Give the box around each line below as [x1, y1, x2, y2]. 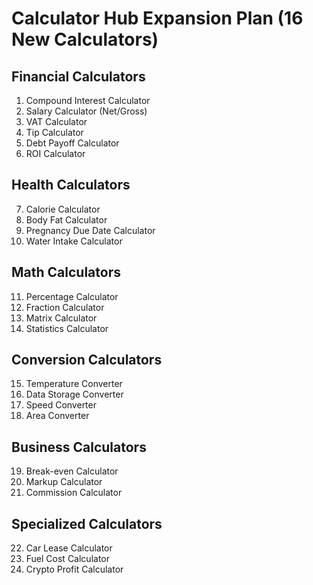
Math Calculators [11, 264, 121, 281]
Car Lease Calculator [25, 542, 113, 554]
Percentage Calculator [25, 290, 119, 302]
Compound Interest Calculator [25, 95, 151, 106]
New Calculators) [11, 28, 159, 51]
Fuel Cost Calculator [25, 553, 111, 565]
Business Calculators [11, 438, 147, 456]
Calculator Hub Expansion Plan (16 [11, 7, 304, 30]
